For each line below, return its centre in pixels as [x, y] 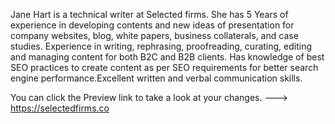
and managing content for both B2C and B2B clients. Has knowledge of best [167, 57]
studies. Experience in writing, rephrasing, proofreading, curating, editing [161, 46]
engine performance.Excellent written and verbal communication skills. [156, 78]
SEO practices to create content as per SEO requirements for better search [164, 67]
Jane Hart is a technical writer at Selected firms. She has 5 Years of [149, 14]
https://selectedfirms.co [60, 108]
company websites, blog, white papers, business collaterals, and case [154, 35]
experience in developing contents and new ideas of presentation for [152, 25]
